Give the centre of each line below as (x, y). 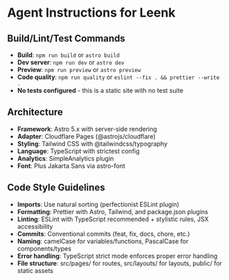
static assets (35, 270)
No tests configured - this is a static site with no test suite (100, 90)
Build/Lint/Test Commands (66, 38)
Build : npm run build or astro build (68, 55)
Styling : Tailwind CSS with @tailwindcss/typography (92, 143)
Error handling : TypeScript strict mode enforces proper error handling (117, 256)
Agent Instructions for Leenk (91, 13)
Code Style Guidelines (56, 187)
